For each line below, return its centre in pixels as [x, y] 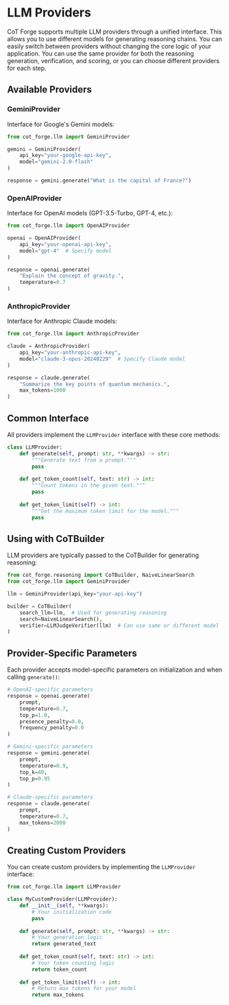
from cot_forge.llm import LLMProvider [64, 887]
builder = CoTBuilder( [39, 606]
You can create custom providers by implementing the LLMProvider [101, 867]
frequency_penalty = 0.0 [52, 728]
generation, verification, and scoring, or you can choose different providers [113, 60]
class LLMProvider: [35, 447]
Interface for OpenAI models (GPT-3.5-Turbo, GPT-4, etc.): [90, 213]
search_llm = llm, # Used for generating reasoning [93, 613]
